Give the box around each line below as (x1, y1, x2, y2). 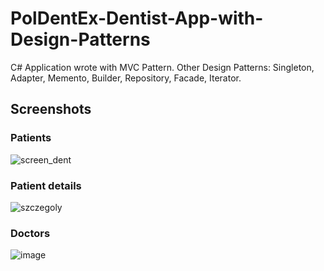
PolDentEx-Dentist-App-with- (10, 7, 264, 30)
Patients (10, 131, 52, 145)
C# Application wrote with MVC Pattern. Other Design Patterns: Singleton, (10, 61, 315, 73)
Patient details (10, 178, 82, 192)
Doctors (10, 226, 51, 240)
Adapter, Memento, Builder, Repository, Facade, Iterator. (10, 72, 242, 84)
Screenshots (10, 101, 92, 118)
